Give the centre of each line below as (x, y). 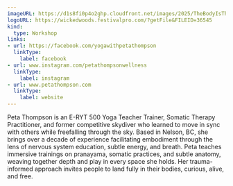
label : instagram (45, 78)
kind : (15, 26)
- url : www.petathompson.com (49, 85)
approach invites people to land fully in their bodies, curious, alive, (129, 169)
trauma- (201, 161)
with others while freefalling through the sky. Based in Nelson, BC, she (108, 132)
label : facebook (43, 59)
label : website (42, 98)
